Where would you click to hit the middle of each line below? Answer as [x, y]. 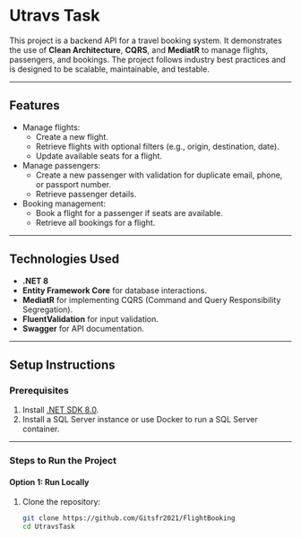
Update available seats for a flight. [99, 156]
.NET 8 [35, 281]
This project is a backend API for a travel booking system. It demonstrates [146, 40]
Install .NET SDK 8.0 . [60, 410]
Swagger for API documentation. [83, 328]
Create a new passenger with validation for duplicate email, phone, [159, 175]
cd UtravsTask [48, 527]
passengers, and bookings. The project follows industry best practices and [148, 59]
